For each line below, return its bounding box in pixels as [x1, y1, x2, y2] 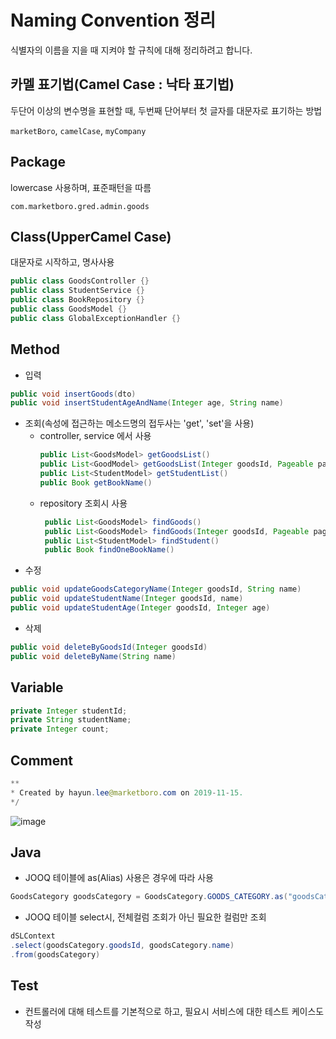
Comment [10, 752, 74, 769]
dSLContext [10, 931, 56, 941]
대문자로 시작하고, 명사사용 [10, 256, 115, 268]
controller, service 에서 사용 [39, 430, 152, 442]
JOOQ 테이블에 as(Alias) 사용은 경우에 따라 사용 [24, 872, 215, 884]
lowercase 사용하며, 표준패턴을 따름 [10, 181, 152, 193]
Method [10, 341, 61, 358]
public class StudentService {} [10, 286, 145, 296]
